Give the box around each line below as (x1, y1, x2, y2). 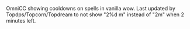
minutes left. (6, 17, 36, 24)
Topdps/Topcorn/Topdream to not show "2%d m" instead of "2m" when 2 (6, 11, 184, 18)
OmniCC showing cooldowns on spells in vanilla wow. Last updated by (6, 5, 175, 12)
